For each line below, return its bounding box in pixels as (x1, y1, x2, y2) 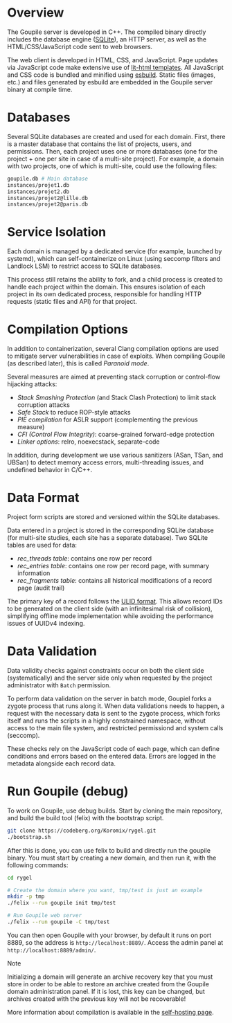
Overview (7, 5, 64, 21)
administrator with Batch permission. (7, 681, 111, 689)
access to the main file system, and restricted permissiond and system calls (7, 724, 224, 732)
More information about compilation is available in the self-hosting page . (7, 1008, 214, 1016)
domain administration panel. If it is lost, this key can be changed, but (7, 987, 206, 995)
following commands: (7, 860, 69, 869)
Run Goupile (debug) (7, 784, 129, 799)
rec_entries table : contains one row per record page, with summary (17, 562, 210, 570)
